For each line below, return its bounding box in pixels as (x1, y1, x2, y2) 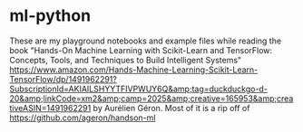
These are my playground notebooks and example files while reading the (9, 35, 282, 46)
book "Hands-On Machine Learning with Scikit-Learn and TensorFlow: (9, 44, 273, 55)
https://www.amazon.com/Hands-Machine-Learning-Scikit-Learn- (9, 64, 259, 75)
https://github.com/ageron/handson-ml (9, 112, 156, 123)
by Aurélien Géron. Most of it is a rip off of (93, 102, 250, 113)
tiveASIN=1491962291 (9, 102, 92, 113)
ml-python (9, 5, 92, 26)
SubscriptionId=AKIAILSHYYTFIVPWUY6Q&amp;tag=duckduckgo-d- (9, 83, 268, 94)
